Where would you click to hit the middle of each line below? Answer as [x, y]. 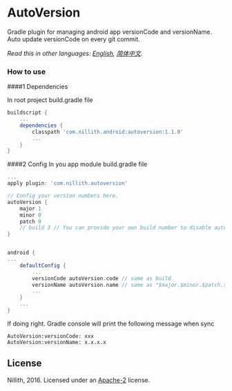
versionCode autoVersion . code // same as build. [103, 278]
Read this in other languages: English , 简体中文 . [75, 53]
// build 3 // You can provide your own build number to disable [116, 228]
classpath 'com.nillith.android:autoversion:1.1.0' [108, 132]
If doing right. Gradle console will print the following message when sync [111, 323]
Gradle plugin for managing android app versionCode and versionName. [110, 32]
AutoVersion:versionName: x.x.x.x [57, 342]
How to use [27, 72]
